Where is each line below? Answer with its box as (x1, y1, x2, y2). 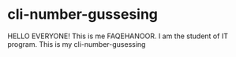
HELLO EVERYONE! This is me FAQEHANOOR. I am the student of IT (7, 31, 228, 41)
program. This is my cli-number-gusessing (7, 39, 146, 48)
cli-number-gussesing (7, 5, 159, 23)
